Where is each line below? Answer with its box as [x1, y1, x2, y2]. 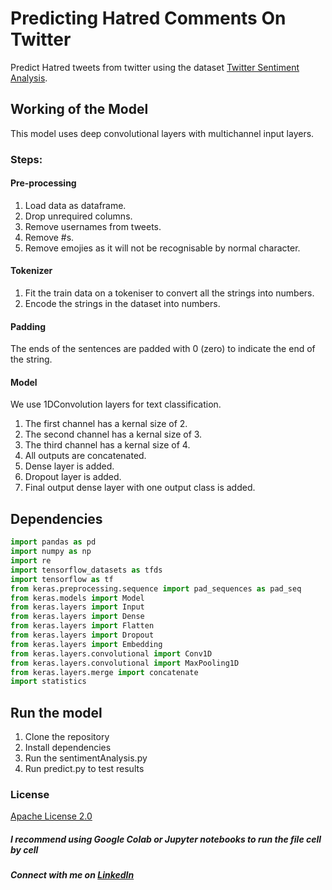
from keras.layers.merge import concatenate [10, 667, 199, 677]
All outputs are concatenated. [24, 450, 147, 462]
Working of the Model [10, 101, 149, 118]
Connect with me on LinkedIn [10, 869, 135, 881]
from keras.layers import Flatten [10, 621, 155, 631]
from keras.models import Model [10, 593, 145, 603]
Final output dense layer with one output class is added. [24, 482, 256, 494]
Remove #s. [24, 231, 75, 243]
